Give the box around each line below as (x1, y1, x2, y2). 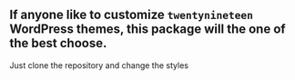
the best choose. (9, 35, 107, 51)
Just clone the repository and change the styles (9, 59, 189, 71)
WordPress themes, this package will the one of (9, 22, 286, 37)
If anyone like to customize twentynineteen (9, 7, 253, 23)
